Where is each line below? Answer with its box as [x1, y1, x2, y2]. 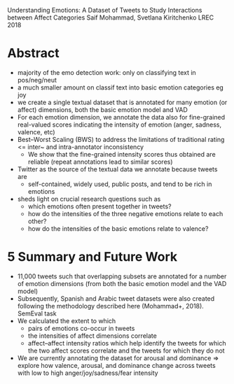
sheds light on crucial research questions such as [17, 194, 161, 203]
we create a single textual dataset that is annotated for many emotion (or [17, 98, 228, 106]
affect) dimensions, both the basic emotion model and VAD [17, 105, 188, 114]
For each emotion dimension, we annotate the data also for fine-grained [17, 113, 226, 121]
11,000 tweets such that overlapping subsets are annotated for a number [17, 272, 227, 280]
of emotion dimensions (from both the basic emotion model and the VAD [17, 279, 227, 287]
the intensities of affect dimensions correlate [27, 332, 158, 340]
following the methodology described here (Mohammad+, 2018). [17, 301, 205, 310]
